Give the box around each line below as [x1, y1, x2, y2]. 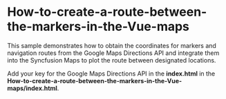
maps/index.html [7, 84, 57, 92]
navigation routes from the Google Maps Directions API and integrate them [7, 49, 220, 57]
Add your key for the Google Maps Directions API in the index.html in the [7, 69, 216, 78]
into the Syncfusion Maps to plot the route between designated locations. [7, 56, 216, 64]
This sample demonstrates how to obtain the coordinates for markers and [7, 41, 216, 49]
